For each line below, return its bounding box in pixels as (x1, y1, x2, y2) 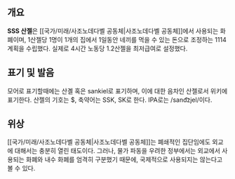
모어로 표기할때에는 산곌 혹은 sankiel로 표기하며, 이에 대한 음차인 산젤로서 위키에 (7, 86, 228, 95)
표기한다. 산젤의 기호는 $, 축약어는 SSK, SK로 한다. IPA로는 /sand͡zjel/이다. (7, 95, 213, 104)
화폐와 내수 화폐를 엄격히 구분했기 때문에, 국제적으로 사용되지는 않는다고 (25, 155, 223, 164)
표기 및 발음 (7, 67, 55, 79)
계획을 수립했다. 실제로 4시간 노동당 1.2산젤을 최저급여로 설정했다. (7, 44, 188, 53)
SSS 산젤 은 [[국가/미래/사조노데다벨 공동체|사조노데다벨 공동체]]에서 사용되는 (7, 27, 219, 35)
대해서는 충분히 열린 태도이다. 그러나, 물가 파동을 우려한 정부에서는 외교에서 (14, 147, 221, 155)
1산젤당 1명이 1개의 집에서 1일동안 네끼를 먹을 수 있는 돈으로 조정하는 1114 (27, 35, 227, 44)
